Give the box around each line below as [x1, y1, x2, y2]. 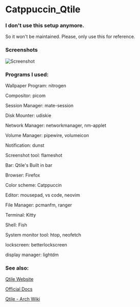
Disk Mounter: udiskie [5, 112, 51, 119]
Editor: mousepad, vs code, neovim [5, 192, 81, 198]
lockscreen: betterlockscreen [5, 242, 68, 248]
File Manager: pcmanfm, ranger [5, 202, 72, 208]
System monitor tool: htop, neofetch [5, 232, 82, 238]
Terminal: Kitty [5, 212, 36, 218]
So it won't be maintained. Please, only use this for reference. [5, 33, 135, 40]
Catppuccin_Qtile [5, 4, 81, 15]
